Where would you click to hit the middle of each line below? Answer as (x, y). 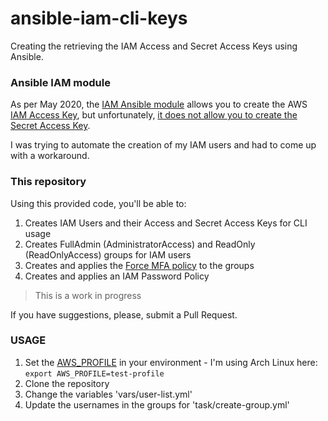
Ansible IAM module (60, 82)
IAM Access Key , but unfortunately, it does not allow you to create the (154, 115)
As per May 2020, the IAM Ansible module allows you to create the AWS (159, 104)
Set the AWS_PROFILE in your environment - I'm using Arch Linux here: (171, 362)
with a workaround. (50, 156)
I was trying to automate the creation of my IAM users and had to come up (163, 145)
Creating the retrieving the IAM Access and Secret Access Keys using (154, 46)
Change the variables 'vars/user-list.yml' (108, 394)
